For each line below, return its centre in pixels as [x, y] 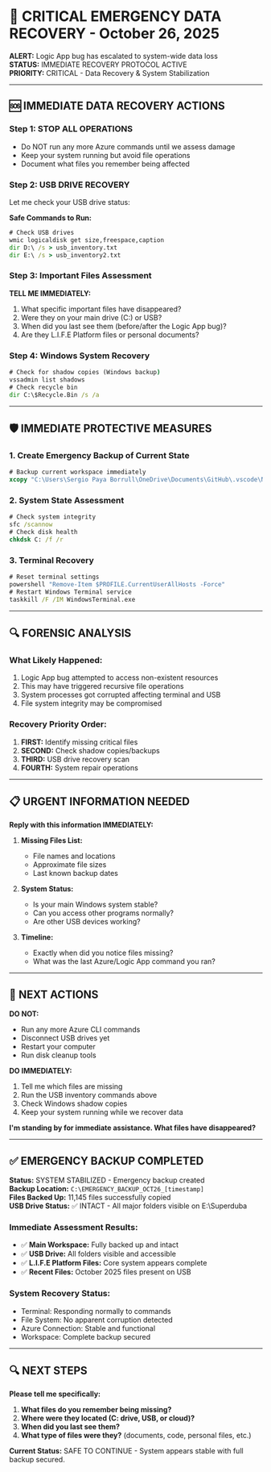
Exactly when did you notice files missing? [103, 953]
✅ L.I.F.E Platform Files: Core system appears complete [114, 1263]
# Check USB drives [42, 232]
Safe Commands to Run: [50, 218]
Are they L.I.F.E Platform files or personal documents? [110, 335]
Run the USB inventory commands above [89, 1095]
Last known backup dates [76, 874]
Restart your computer [58, 1047]
